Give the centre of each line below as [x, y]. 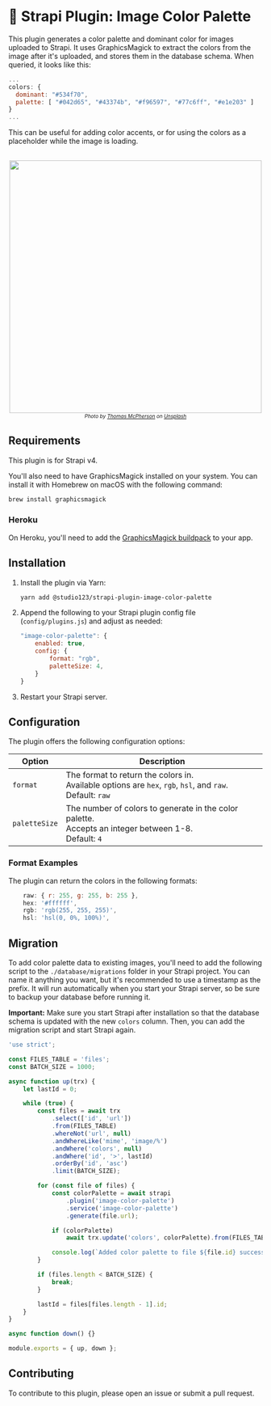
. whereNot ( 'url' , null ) [91, 1134]
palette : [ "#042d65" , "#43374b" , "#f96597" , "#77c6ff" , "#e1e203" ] [135, 102]
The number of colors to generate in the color [152, 809]
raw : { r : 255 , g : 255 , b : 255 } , [81, 895]
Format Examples [43, 863]
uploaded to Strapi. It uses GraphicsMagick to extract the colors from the [130, 47]
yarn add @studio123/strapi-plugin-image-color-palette [116, 597]
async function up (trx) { [52, 1081]
